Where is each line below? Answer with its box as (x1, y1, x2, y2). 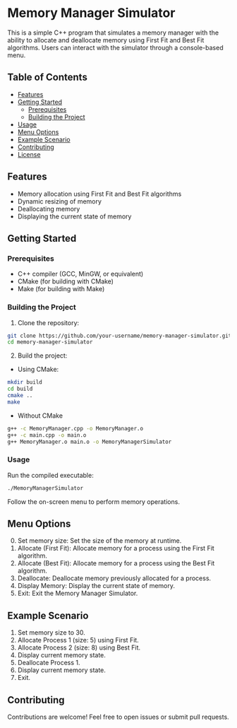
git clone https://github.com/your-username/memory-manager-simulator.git (7, 332, 232, 339)
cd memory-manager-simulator (7, 339, 93, 346)
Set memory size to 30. (17, 628, 86, 637)
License (17, 150, 41, 158)
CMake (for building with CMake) (17, 277, 114, 286)
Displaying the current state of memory (17, 212, 132, 221)
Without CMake (17, 411, 63, 420)
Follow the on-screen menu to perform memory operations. (7, 497, 180, 506)
